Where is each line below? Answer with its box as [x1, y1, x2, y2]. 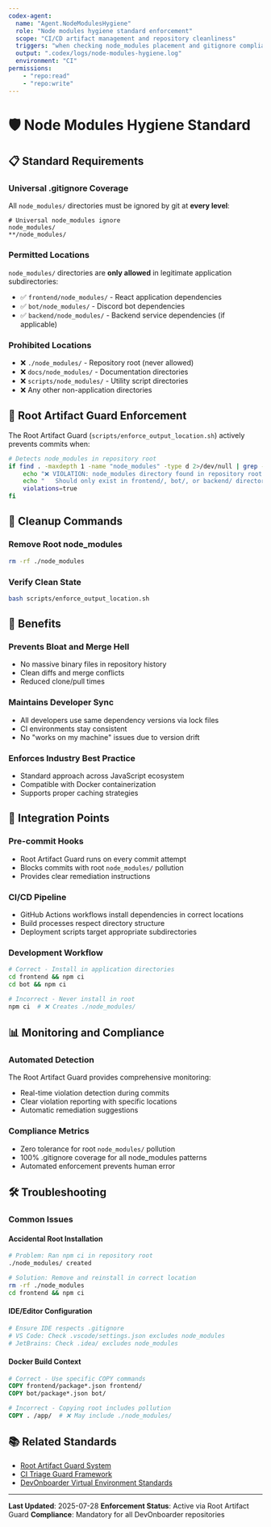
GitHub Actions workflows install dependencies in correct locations [19, 910, 244, 919]
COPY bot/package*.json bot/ [8, 1390, 106, 1398]
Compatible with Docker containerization [19, 780, 156, 789]
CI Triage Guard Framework [19, 1469, 113, 1479]
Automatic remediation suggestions [19, 1105, 139, 1115]
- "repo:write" [23, 79, 74, 87]
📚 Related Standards [8, 1435, 117, 1449]
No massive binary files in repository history [19, 659, 167, 669]
